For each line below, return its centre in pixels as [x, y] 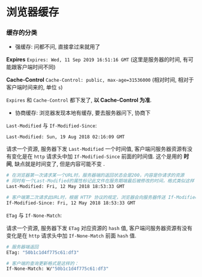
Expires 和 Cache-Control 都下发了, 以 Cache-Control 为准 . [79, 100]
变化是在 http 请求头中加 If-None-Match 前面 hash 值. [72, 236]
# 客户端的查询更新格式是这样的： [43, 263]
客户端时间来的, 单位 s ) [35, 87]
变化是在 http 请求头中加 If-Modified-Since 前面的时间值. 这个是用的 [97, 156]
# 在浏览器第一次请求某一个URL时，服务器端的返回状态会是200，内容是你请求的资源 [95, 175]
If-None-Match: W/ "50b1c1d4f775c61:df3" [58, 269]
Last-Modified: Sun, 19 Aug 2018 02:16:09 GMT [66, 137]
